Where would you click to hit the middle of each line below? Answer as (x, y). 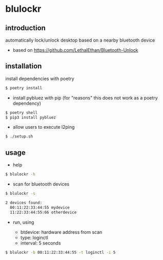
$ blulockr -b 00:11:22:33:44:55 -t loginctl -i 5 (60, 252)
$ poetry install (24, 88)
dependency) (27, 103)
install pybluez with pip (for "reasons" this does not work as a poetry (85, 97)
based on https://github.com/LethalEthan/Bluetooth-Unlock (75, 50)
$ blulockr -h (21, 174)
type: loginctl (34, 237)
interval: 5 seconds (40, 243)
